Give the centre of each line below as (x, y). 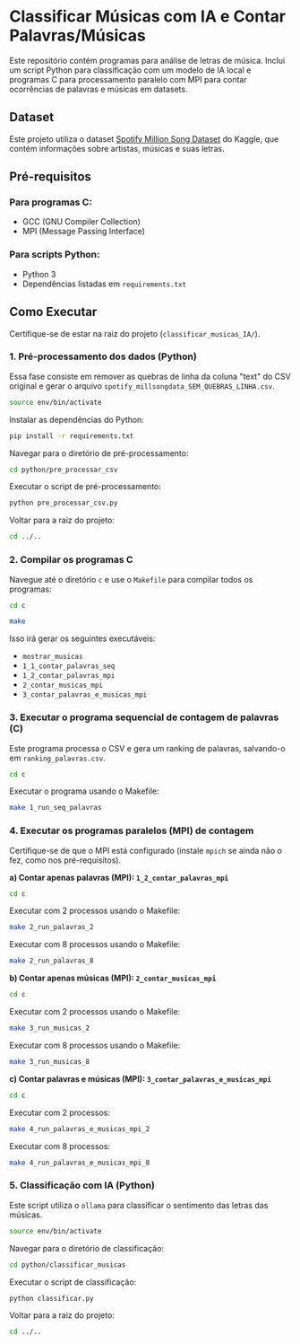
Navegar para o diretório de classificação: (86, 1248)
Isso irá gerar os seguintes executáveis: (82, 638)
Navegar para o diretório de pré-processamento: (99, 453)
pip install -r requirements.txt (72, 436)
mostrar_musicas (52, 657)
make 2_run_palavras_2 (51, 927)
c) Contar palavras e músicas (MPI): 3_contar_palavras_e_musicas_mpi (140, 1078)
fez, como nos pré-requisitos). (65, 860)
